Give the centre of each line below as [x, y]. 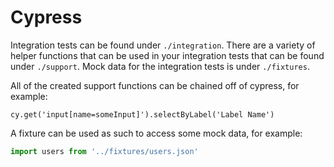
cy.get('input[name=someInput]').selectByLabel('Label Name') [142, 114]
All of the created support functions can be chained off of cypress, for [155, 85]
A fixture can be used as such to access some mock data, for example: [156, 133]
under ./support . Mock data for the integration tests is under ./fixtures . [160, 66]
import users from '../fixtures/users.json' [104, 151]
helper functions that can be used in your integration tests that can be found [167, 55]
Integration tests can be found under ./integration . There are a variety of [163, 45]
